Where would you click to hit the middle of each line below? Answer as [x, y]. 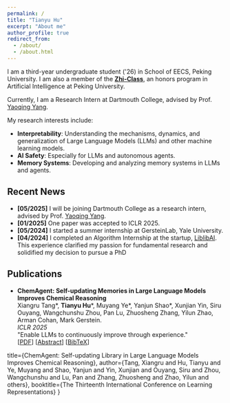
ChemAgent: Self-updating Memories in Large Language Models [112, 291]
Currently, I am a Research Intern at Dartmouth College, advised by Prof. [109, 99]
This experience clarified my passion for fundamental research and [112, 245]
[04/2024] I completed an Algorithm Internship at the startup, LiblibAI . [117, 238]
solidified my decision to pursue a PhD [72, 252]
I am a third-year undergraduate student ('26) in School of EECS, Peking [109, 71]
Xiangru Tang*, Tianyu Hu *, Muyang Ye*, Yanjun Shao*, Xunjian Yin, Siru [119, 305]
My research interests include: [50, 120]
